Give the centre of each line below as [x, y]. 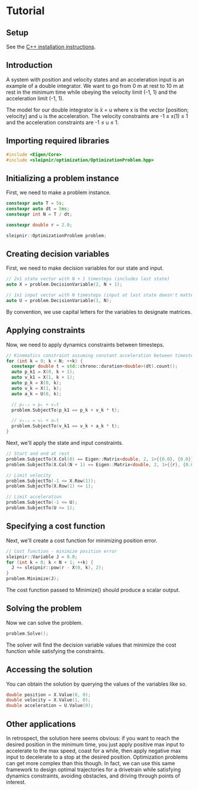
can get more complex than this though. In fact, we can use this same [91, 763]
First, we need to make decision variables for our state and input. [85, 268]
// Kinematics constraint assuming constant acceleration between [89, 355]
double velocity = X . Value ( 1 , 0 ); [49, 700]
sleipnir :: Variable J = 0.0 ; [42, 557]
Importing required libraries [58, 141]
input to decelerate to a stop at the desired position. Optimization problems [97, 757]
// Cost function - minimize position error [62, 551]
